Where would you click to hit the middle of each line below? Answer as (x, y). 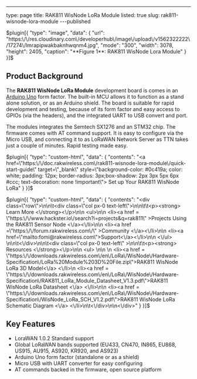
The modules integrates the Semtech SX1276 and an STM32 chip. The (91, 126)
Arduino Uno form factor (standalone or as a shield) (77, 357)
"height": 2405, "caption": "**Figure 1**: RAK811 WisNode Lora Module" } (96, 51)
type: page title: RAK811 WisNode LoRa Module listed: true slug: (83, 15)
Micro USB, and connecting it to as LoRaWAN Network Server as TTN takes (97, 139)
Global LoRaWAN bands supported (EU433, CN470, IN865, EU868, (96, 344)
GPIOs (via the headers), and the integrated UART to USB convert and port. (97, 115)
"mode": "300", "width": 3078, (137, 45)
